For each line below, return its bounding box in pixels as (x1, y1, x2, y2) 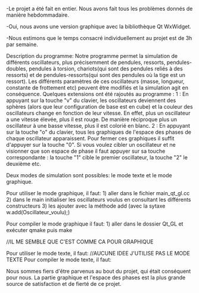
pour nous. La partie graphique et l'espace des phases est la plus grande (6, 274, 186, 281)
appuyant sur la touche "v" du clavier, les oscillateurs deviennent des (6, 97, 176, 104)
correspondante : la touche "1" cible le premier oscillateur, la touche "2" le (6, 154, 188, 161)
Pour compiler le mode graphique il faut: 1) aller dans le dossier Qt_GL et (6, 220, 184, 227)
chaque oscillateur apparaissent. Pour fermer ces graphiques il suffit (6, 135, 175, 142)
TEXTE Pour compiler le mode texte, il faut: (6, 256, 112, 263)
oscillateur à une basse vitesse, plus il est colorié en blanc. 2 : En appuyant (6, 122, 191, 129)
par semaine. (6, 41, 39, 48)
